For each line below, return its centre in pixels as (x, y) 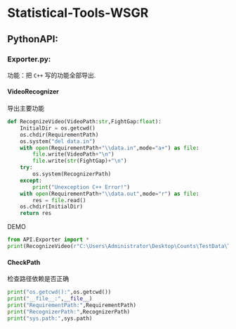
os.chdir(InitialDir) (51, 207)
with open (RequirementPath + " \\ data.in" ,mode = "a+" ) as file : (110, 148)
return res (36, 213)
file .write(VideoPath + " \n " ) (73, 154)
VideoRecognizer (33, 92)
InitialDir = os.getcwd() (58, 128)
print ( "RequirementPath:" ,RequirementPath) (72, 305)
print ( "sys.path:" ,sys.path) (50, 318)
